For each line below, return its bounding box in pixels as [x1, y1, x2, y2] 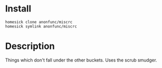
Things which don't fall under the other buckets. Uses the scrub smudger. [5, 57, 157, 63]
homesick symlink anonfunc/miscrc [5, 23, 77, 29]
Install [5, 3, 31, 14]
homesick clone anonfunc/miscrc [5, 19, 72, 24]
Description [5, 40, 55, 52]
